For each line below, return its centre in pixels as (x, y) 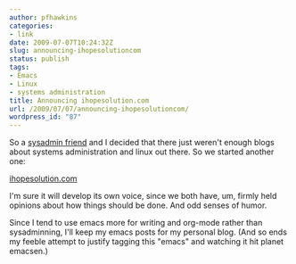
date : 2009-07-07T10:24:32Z (62, 42)
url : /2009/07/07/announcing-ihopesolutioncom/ (99, 109)
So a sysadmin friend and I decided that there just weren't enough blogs (142, 143)
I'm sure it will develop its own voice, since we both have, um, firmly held (143, 196)
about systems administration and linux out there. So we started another (142, 152)
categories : (31, 26)
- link (21, 34)
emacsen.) (29, 252)
